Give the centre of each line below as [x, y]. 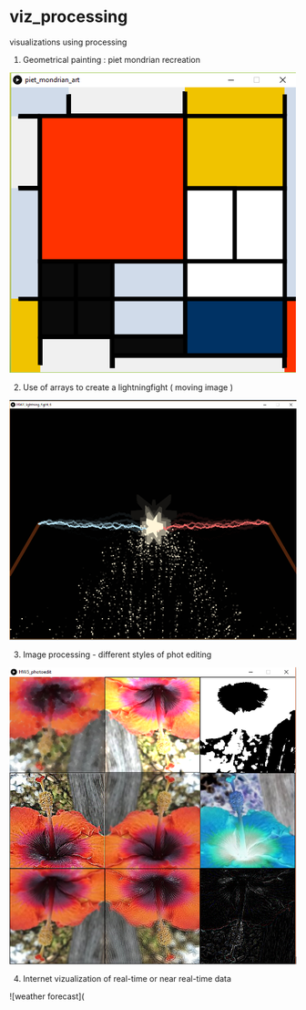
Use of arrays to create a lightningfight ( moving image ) [128, 387]
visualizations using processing [68, 42]
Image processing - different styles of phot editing [117, 654]
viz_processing [69, 17]
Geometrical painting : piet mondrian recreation [111, 59]
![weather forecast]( [47, 996]
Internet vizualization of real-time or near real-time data [127, 978]
